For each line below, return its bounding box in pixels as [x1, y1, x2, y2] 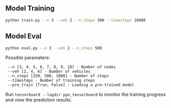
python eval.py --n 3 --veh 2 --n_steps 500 [5, 46, 102, 51]
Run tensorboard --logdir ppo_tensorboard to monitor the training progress [5, 92, 166, 98]
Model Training [5, 4, 55, 13]
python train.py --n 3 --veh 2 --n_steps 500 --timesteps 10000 [5, 17, 146, 23]
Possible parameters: [5, 55, 50, 61]
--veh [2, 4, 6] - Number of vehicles [7, 69, 91, 74]
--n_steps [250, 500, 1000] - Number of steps [7, 74, 109, 79]
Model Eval [5, 32, 42, 40]
